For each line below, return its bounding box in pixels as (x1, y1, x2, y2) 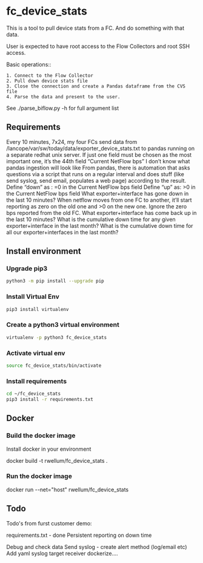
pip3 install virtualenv (6, 306, 69, 312)
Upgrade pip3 (6, 264, 48, 273)
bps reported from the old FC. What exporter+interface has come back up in (6, 209, 197, 216)
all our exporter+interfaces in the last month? (6, 228, 119, 236)
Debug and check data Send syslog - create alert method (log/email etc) (6, 543, 187, 550)
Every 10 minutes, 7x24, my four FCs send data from (6, 138, 138, 145)
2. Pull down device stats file (6, 78, 88, 84)
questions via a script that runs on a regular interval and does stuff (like (6, 170, 185, 177)
